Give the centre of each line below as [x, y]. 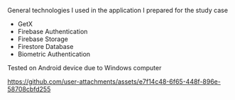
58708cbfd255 [29, 89]
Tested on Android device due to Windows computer [84, 68]
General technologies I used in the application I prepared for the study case [118, 10]
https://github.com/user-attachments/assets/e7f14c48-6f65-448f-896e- [114, 82]
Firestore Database [45, 46]
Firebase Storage [43, 39]
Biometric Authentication [54, 54]
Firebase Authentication [53, 32]
